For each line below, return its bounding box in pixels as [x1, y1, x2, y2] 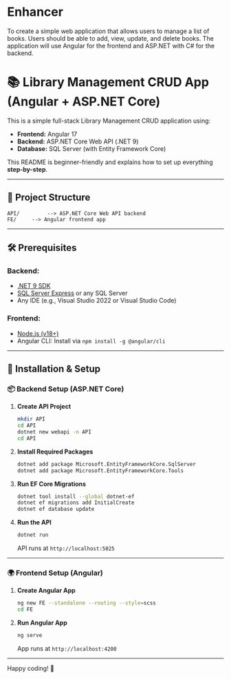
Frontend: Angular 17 [16, 130, 78, 138]
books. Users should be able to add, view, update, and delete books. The [7, 34, 214, 42]
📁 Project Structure [7, 192, 91, 203]
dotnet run [16, 531, 49, 538]
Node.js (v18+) [16, 329, 59, 338]
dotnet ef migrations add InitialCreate [16, 499, 135, 507]
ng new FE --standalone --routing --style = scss [16, 600, 157, 607]
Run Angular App [16, 618, 67, 627]
